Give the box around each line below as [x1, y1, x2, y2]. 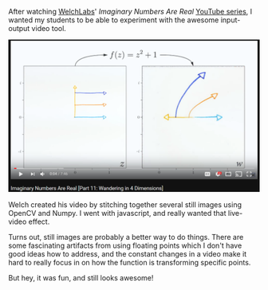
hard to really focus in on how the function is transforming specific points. [8, 258, 251, 268]
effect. [28, 217, 50, 226]
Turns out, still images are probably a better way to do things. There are [8, 233, 244, 242]
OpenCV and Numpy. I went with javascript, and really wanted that [8, 209, 227, 218]
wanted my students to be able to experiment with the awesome [8, 15, 219, 25]
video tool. [31, 24, 66, 33]
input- [220, 15, 241, 25]
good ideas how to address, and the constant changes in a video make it [8, 249, 247, 259]
